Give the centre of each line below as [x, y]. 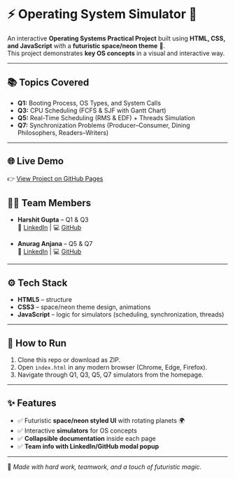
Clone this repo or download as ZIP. [69, 360]
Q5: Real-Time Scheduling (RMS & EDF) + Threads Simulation [106, 117]
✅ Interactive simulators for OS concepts [77, 430]
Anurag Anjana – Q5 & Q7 [55, 244]
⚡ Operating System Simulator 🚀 [102, 14]
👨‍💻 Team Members [49, 203]
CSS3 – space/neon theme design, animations [84, 307]
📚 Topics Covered [48, 83]
